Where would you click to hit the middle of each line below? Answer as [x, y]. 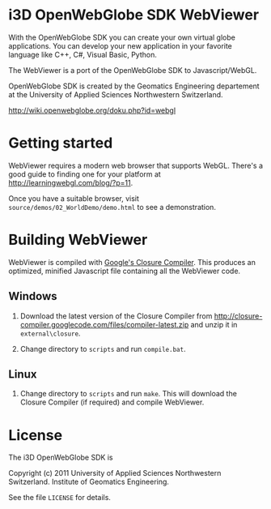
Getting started [61, 143]
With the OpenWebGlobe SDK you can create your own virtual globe [122, 37]
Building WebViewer [78, 240]
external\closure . [50, 333]
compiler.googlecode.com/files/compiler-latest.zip [104, 324]
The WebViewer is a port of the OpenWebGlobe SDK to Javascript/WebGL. [133, 70]
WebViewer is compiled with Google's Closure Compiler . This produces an [132, 262]
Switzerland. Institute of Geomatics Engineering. [89, 482]
